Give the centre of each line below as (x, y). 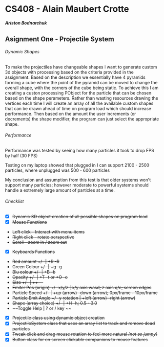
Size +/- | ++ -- (28, 282)
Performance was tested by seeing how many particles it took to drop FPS (80, 150)
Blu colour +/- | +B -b (34, 272)
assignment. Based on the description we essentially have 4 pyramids (75, 77)
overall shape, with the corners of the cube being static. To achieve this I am (82, 88)
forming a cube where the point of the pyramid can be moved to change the (81, 82)
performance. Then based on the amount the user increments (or (71, 114)
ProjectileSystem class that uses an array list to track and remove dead (83, 324)
